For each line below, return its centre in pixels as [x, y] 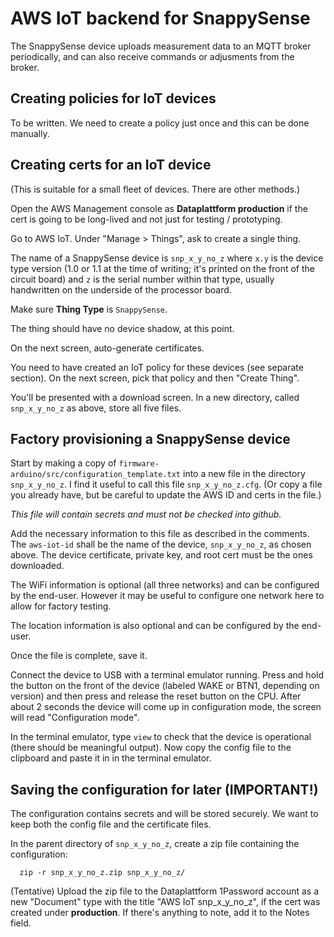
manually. [30, 133]
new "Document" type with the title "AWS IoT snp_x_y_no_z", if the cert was [165, 902]
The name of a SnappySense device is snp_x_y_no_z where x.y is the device [167, 258]
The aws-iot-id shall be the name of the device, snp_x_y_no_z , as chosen [161, 544]
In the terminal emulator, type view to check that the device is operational [161, 737]
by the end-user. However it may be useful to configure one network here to [167, 596]
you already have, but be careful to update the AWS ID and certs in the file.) [166, 495]
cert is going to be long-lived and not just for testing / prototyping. [146, 219]
